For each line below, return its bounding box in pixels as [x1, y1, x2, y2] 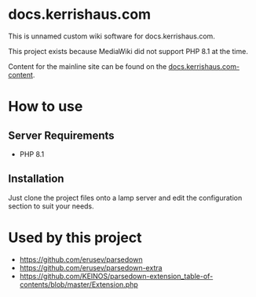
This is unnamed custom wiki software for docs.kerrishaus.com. [8, 31, 216, 41]
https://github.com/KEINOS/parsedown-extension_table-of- [19, 271, 214, 281]
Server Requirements [8, 129, 115, 142]
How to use [8, 98, 83, 115]
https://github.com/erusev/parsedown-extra [19, 263, 163, 272]
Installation [8, 172, 64, 186]
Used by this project [8, 229, 142, 246]
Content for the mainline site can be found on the [8, 61, 167, 71]
